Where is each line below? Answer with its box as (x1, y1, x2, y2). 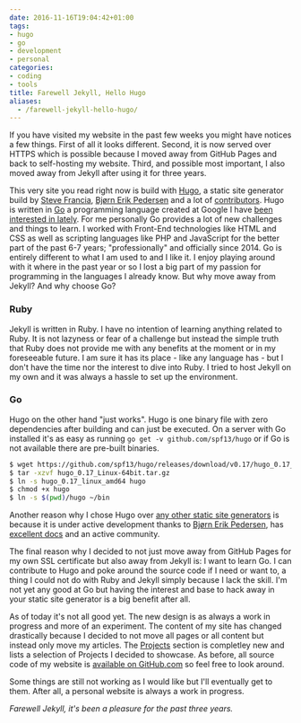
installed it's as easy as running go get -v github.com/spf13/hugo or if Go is (9, 433, 290, 444)
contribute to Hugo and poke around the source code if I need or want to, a (9, 565, 287, 576)
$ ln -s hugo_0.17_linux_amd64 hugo (9, 477, 146, 486)
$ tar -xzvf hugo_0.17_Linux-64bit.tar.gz (9, 468, 170, 477)
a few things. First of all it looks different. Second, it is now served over (9, 139, 271, 150)
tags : (9, 22, 30, 31)
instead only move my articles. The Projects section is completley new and (9, 639, 285, 651)
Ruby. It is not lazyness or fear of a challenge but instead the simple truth (9, 333, 279, 344)
